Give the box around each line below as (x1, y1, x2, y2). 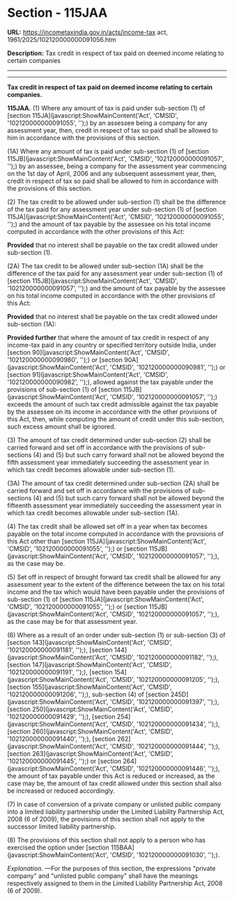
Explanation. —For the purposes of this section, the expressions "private (7, 864, 216, 872)
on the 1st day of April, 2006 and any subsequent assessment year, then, (7, 169, 217, 177)
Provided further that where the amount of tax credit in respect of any (7, 333, 210, 341)
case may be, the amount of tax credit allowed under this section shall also (7, 779, 221, 787)
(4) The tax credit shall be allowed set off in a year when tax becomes (7, 522, 208, 530)
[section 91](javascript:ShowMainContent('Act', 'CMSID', (7, 370, 169, 378)
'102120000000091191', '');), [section (7, 668, 113, 676)
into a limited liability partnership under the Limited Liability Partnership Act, (7, 807, 225, 816)
